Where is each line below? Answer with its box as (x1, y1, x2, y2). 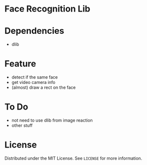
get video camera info (11, 80, 56, 85)
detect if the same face (11, 74, 58, 80)
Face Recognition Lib (4, 3, 90, 14)
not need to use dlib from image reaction (11, 117, 93, 123)
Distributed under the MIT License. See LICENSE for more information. (4, 155, 142, 161)
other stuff (11, 123, 33, 128)
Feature (4, 58, 36, 69)
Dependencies (4, 26, 64, 37)
